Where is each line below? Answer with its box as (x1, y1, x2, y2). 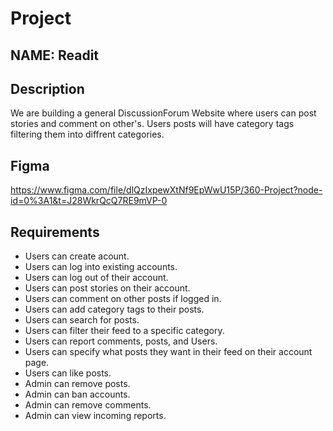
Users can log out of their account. (24, 272, 169, 284)
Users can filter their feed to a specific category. (24, 325, 225, 337)
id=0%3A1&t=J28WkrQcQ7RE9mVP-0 (10, 195, 168, 207)
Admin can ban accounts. (24, 388, 131, 401)
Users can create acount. (24, 250, 130, 262)
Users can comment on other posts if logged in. (24, 293, 222, 305)
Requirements (10, 223, 100, 241)
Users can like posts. (24, 367, 112, 379)
